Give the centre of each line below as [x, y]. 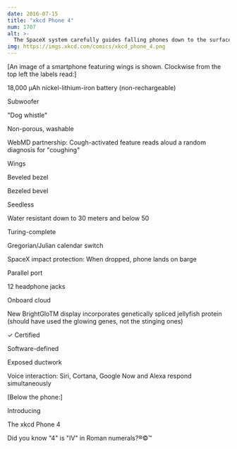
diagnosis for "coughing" [44, 150]
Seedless [21, 204]
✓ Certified [24, 335]
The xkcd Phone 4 [34, 424]
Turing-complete [32, 232]
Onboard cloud [29, 300]
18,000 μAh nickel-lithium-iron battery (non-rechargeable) [92, 88]
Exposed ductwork [35, 362]
